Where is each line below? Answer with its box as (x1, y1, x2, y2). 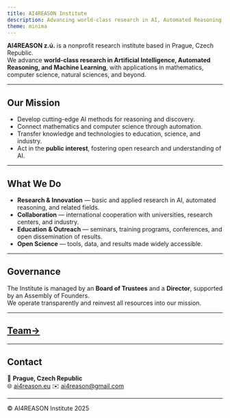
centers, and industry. (16, 218, 79, 226)
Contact (7, 356, 42, 368)
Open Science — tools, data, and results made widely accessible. (16, 240, 203, 247)
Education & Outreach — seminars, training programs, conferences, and (16, 225, 222, 233)
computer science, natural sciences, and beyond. (7, 71, 146, 79)
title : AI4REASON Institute (7, 10, 88, 17)
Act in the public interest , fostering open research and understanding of (16, 145, 222, 153)
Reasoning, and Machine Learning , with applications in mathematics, (7, 63, 204, 72)
